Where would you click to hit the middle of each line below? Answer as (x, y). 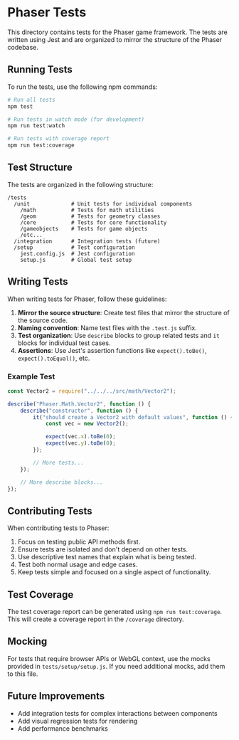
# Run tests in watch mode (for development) (76, 119)
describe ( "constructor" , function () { (79, 411)
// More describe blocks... (62, 482)
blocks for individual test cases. (64, 343)
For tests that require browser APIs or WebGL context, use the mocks (109, 658)
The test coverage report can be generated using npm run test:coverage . (115, 612)
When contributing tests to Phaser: (58, 528)
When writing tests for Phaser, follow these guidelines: (87, 299)
